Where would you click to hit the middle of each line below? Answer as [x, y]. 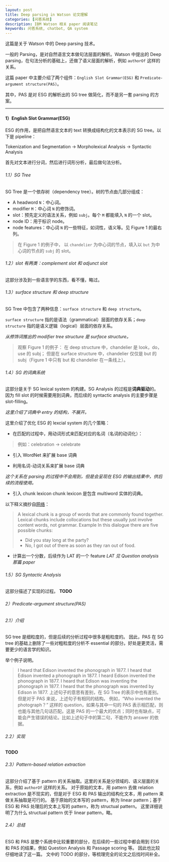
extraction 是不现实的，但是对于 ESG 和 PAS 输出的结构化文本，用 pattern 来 [84, 793]
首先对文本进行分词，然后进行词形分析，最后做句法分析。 [65, 162]
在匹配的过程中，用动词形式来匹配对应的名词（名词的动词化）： [77, 434]
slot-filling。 [18, 402]
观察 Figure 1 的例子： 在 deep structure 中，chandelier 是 [78, 347]
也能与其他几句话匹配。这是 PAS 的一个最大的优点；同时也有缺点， [87, 711]
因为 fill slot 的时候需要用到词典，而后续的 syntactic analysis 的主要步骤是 [81, 395]
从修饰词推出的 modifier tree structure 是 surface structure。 [68, 336]
